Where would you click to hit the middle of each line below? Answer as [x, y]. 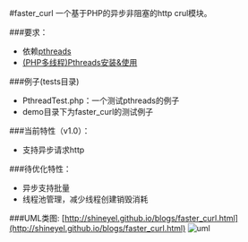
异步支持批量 [46, 188]
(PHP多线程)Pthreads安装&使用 [80, 62]
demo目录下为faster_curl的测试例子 [88, 112]
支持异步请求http [53, 150]
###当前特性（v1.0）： [50, 131]
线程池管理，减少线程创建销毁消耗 [85, 199]
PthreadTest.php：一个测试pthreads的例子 [101, 100]
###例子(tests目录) [44, 82]
